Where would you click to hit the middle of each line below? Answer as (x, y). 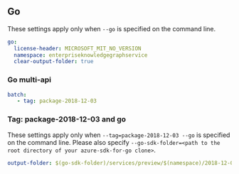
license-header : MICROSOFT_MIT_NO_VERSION (78, 48)
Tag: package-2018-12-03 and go (67, 119)
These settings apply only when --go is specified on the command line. (111, 28)
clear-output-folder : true (54, 62)
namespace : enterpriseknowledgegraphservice (81, 55)
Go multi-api (30, 80)
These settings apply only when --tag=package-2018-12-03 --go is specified (119, 135)
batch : (17, 94)
